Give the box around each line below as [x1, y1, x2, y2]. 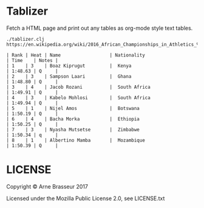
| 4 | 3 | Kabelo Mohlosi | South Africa [6, 94, 151, 101]
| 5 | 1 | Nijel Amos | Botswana [6, 105, 140, 111]
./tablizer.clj [6, 36, 45, 42]
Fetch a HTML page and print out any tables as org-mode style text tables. [6, 24, 193, 32]
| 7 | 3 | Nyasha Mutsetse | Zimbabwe [6, 127, 140, 133]
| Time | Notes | [6, 57, 59, 63]
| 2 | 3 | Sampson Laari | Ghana [6, 73, 132, 80]
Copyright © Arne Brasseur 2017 [6, 182, 88, 190]
